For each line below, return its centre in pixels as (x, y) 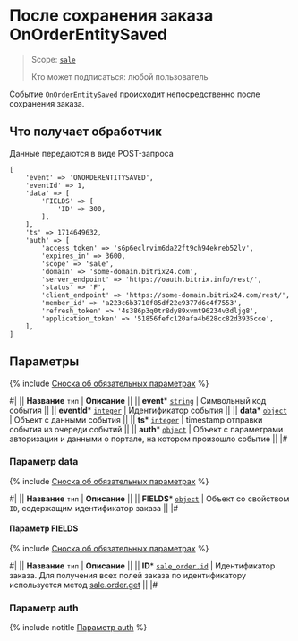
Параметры (44, 362)
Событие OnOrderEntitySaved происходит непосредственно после (135, 94)
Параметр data (44, 462)
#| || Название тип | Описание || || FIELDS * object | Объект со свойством (149, 499)
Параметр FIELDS (44, 528)
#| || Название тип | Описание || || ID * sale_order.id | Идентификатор (142, 566)
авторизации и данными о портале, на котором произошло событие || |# (149, 439)
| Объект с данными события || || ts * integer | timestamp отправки (136, 419)
